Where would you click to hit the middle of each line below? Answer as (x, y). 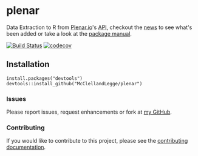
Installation (28, 64)
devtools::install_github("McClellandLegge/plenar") (74, 83)
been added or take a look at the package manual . (69, 33)
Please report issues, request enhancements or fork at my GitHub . (89, 112)
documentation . (26, 147)
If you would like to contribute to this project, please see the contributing (97, 141)
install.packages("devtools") (45, 78)
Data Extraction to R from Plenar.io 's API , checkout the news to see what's (99, 27)
